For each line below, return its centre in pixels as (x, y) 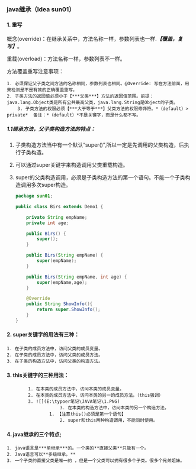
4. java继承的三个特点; (34, 434)
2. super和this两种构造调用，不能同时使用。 (109, 421)
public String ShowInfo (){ (60, 304)
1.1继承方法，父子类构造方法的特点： (51, 129)
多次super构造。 (51, 185)
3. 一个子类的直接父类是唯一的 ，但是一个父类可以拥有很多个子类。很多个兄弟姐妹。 (96, 461)
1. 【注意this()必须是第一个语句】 (87, 414)
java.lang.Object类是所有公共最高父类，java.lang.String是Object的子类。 (92, 103)
